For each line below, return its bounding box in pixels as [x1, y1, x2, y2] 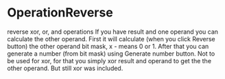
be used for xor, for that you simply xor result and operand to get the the [7, 56, 211, 65]
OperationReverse [7, 5, 113, 21]
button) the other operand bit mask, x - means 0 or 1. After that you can [7, 42, 209, 50]
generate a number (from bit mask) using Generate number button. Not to [7, 49, 215, 58]
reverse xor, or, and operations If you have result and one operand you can [7, 27, 218, 36]
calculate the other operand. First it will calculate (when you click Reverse [7, 34, 215, 43]
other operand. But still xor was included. [7, 64, 123, 72]
